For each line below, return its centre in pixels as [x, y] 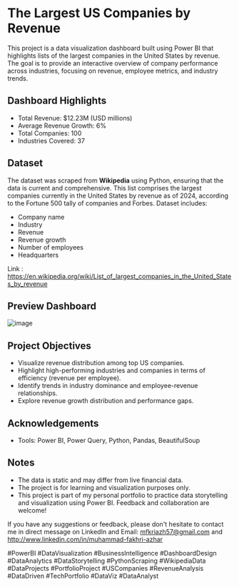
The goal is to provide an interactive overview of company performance [113, 63]
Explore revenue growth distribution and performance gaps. [106, 401]
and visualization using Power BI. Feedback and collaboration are [113, 502]
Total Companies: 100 [50, 133]
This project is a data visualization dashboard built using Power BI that [111, 48]
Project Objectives [49, 346]
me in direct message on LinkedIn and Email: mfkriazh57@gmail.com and [115, 531]
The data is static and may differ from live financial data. [100, 480]
